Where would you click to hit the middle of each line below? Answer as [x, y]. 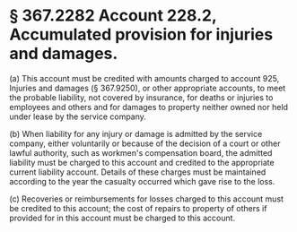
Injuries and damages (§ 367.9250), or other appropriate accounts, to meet [148, 88]
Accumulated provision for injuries [141, 34]
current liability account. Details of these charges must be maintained [138, 172]
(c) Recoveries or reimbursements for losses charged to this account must [147, 199]
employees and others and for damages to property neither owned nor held [149, 107]
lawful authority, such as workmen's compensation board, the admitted [141, 152]
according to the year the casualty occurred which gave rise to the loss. [142, 181]
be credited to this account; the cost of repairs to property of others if [138, 208]
